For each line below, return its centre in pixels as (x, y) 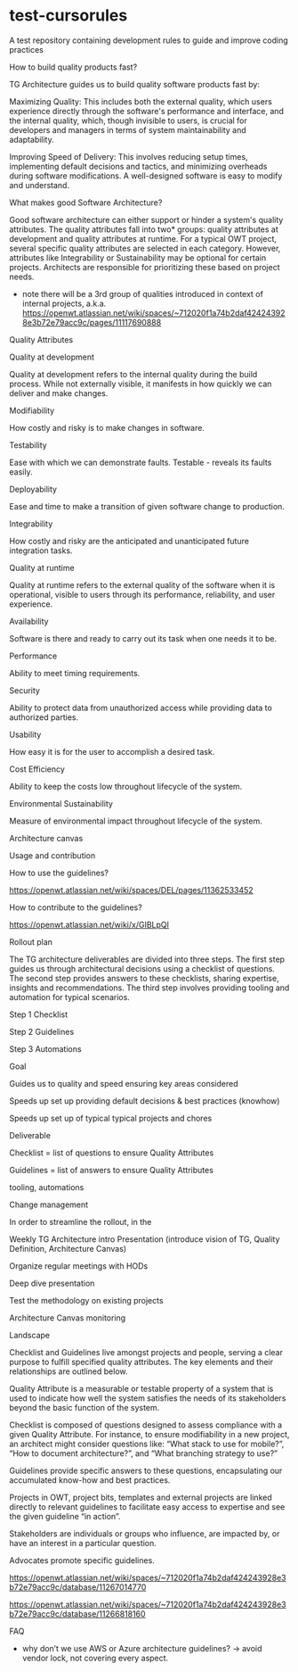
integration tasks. (41, 550)
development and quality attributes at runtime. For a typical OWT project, (143, 238)
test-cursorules (68, 16)
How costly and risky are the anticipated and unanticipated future (129, 541)
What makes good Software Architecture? (86, 203)
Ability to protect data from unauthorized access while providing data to (141, 708)
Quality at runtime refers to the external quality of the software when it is (142, 584)
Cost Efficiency (37, 769)
